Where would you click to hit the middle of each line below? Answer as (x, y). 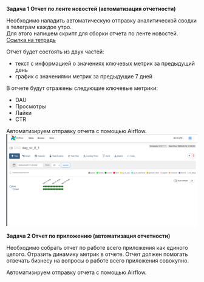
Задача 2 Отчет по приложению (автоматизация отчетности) (88, 236)
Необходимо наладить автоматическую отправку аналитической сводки (102, 20)
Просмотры (30, 106)
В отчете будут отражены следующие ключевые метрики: (82, 88)
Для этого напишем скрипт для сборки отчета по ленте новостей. (92, 33)
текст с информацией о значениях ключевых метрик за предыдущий (105, 64)
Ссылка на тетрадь (31, 40)
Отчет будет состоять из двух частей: (55, 52)
